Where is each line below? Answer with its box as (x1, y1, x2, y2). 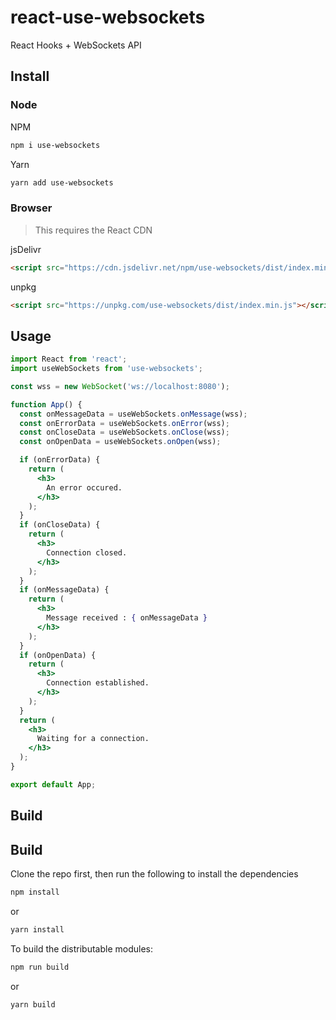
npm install (10, 887, 60, 898)
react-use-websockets (10, 6, 206, 29)
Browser (10, 201, 53, 215)
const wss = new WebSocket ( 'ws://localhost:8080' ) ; (10, 381, 230, 391)
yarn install (10, 924, 65, 935)
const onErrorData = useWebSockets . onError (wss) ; (19, 418, 230, 428)
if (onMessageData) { (19, 585, 110, 595)
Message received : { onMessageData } (46, 613, 208, 623)
